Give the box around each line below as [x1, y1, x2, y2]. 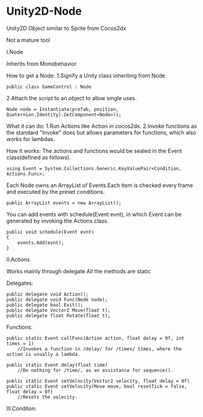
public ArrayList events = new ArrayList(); [6, 200, 122, 206]
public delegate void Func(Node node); [6, 297, 108, 303]
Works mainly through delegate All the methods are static [6, 267, 151, 275]
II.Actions [6, 256, 31, 263]
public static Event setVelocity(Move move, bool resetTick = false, [6, 383, 188, 389]
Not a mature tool [6, 36, 51, 43]
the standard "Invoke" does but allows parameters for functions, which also [6, 128, 197, 136]
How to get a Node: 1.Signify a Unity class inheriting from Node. [6, 72, 167, 79]
